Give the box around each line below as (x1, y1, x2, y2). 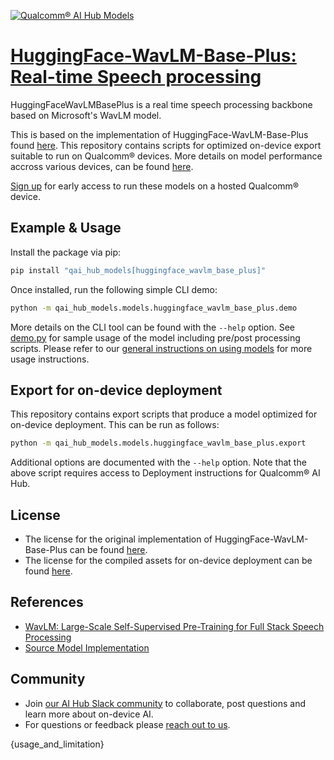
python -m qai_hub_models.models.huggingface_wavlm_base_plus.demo (10, 303, 298, 313)
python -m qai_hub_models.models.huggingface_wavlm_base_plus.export (10, 438, 307, 449)
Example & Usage (10, 220, 122, 237)
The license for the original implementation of (24, 533, 213, 545)
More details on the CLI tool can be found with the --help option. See (10, 321, 295, 333)
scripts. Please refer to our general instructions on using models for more (10, 342, 313, 354)
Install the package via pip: (10, 246, 122, 258)
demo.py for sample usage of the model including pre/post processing (10, 331, 301, 344)
